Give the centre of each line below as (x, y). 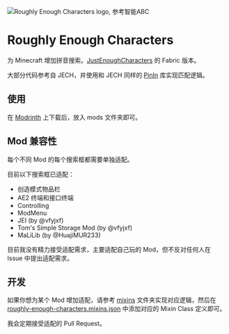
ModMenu (32, 213)
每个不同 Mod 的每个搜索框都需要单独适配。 (70, 159)
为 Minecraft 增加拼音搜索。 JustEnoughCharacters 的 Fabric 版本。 (104, 60)
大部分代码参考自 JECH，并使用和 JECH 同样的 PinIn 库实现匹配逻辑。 (108, 75)
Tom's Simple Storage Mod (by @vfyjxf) (75, 228)
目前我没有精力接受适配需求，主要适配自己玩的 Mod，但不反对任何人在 (109, 249)
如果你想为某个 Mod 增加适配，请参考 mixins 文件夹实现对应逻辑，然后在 (112, 300)
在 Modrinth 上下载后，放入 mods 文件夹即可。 (74, 117)
